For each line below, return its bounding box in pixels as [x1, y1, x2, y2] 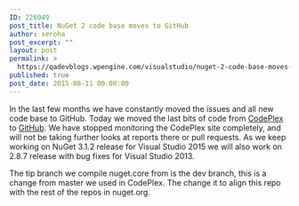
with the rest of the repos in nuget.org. [9, 186, 151, 197]
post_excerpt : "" [9, 37, 74, 47]
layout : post [9, 46, 58, 55]
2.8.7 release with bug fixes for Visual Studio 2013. [9, 150, 195, 161]
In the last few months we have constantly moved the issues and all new [9, 103, 274, 114]
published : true [9, 71, 69, 80]
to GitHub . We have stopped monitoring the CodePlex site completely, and [9, 122, 282, 133]
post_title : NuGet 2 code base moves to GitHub [9, 21, 190, 30]
